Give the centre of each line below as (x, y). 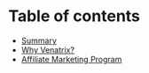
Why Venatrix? (47, 49)
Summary (39, 40)
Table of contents (74, 16)
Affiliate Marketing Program (71, 59)
